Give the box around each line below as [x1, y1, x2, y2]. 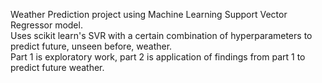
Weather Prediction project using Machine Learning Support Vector [10, 9, 288, 20]
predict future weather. [10, 62, 105, 73]
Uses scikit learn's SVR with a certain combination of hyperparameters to [10, 30, 313, 41]
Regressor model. [10, 19, 83, 31]
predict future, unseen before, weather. [10, 40, 173, 52]
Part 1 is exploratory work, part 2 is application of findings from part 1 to [10, 51, 306, 63]
